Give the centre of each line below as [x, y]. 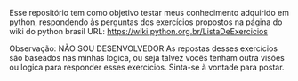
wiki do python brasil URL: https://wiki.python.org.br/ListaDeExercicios [139, 31]
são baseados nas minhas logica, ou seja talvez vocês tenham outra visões [147, 58]
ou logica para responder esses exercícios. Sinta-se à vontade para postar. [147, 67]
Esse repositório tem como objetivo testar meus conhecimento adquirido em [149, 13]
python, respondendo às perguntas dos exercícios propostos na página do [146, 22]
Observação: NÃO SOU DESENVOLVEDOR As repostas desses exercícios [144, 48]
